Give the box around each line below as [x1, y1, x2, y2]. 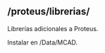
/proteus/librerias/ [7, 6, 90, 18]
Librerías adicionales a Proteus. [7, 24, 99, 33]
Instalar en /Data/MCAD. [7, 38, 78, 47]
